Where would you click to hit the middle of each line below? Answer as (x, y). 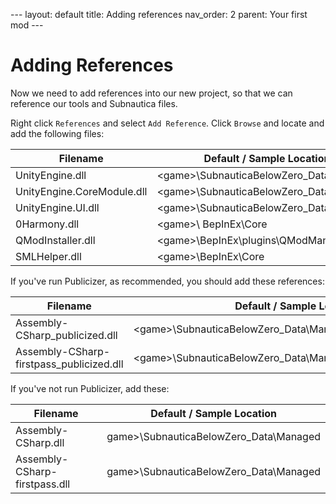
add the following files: (57, 133)
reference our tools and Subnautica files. (94, 103)
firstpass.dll (43, 484)
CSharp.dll (40, 442)
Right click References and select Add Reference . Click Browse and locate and (167, 123)
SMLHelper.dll (48, 256)
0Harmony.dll (47, 224)
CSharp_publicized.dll (66, 335)
